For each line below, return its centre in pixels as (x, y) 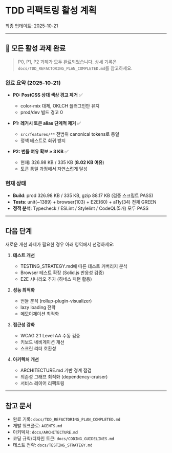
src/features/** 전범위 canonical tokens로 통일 (70, 134)
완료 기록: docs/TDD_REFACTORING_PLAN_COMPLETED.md (67, 419)
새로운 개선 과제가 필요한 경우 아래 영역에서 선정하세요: (60, 244)
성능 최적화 (24, 290)
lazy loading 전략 (38, 307)
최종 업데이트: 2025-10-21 (32, 26)
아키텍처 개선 (26, 359)
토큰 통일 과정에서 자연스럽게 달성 (54, 169)
